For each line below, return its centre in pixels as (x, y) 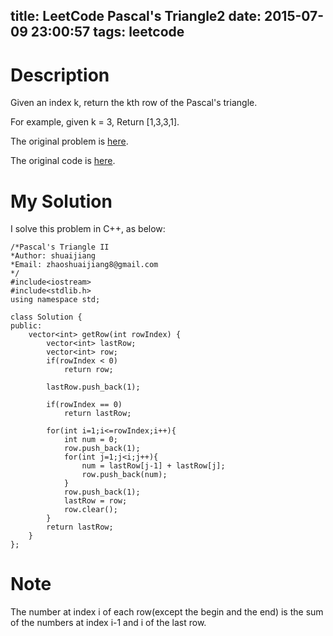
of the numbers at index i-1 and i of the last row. (108, 623)
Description (60, 75)
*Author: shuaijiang (53, 256)
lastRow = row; (95, 501)
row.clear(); (90, 510)
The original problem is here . (69, 141)
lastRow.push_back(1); (93, 387)
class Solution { (46, 317)
